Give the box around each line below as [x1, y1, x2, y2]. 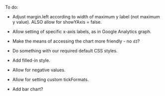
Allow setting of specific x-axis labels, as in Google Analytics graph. [12, 29, 152, 34]
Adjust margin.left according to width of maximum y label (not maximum [12, 14, 160, 19]
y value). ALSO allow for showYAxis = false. [12, 19, 102, 25]
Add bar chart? [12, 86, 43, 92]
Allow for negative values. [12, 67, 66, 73]
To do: [5, 4, 18, 10]
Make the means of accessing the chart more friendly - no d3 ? [12, 38, 140, 44]
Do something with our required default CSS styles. [12, 48, 118, 53]
